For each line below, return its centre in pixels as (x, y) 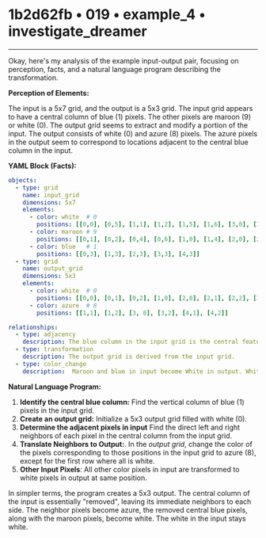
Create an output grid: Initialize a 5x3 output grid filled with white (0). (133, 418)
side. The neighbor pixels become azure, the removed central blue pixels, (128, 509)
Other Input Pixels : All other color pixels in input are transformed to (129, 469)
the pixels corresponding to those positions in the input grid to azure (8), (138, 452)
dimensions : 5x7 (49, 202)
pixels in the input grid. (57, 410)
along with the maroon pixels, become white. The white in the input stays (127, 518)
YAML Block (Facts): (42, 166)
